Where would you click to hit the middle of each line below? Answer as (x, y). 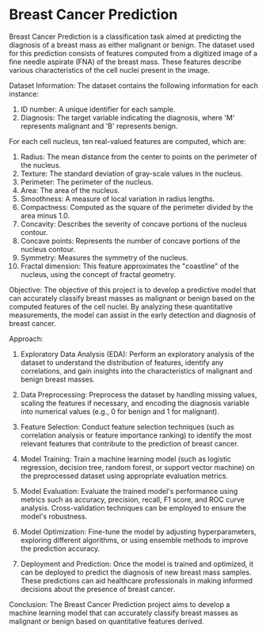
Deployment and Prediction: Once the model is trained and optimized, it (137, 564)
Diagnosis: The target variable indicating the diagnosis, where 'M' (127, 117)
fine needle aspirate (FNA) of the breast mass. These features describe (125, 62)
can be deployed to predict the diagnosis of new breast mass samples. (136, 572)
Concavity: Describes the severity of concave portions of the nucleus (134, 224)
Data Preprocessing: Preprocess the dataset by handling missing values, (139, 394)
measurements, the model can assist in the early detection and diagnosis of (133, 315)
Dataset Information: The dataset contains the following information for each (134, 85)
